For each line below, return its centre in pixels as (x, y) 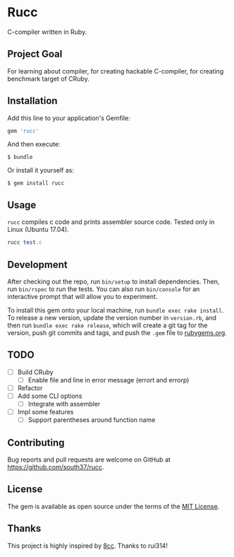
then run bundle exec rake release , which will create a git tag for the (107, 325)
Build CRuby (36, 372)
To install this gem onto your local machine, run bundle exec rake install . (116, 310)
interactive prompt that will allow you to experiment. (82, 296)
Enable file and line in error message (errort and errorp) (109, 380)
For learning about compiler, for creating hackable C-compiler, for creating (116, 71)
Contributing (36, 442)
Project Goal (35, 54)
